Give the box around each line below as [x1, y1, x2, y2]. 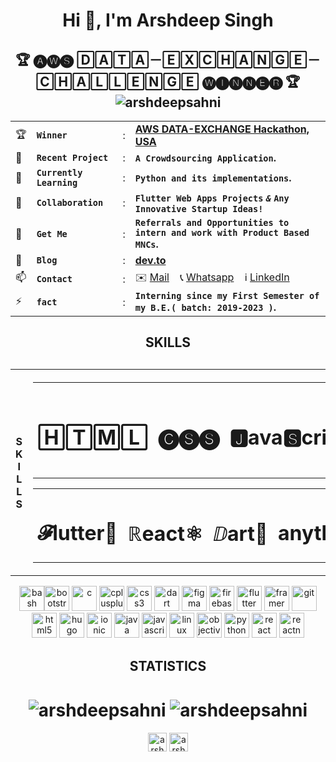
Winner [36, 130, 68, 141]
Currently [36, 167, 83, 178]
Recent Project [36, 152, 109, 163]
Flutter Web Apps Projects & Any [134, 193, 290, 204]
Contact [36, 273, 73, 284]
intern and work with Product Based [134, 227, 310, 238]
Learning [36, 177, 78, 188]
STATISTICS [129, 657, 207, 674]
